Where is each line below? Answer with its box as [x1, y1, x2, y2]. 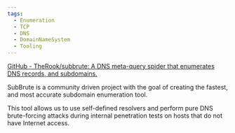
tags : [7, 10, 23, 17]
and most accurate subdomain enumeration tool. [7, 90, 148, 99]
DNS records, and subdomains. [7, 69, 98, 78]
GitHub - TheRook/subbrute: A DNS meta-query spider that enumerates [7, 62, 215, 70]
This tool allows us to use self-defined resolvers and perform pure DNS [7, 104, 213, 112]
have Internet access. [7, 119, 70, 127]
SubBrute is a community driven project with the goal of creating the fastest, [7, 83, 228, 91]
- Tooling [13, 43, 42, 50]
